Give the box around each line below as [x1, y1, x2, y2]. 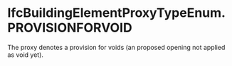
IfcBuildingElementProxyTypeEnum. [7, 5, 226, 21]
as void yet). [7, 51, 44, 59]
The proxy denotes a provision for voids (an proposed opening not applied [7, 43, 226, 51]
